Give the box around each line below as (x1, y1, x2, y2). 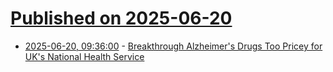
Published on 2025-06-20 (10, 7, 233, 30)
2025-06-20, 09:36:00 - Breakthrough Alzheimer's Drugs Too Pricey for (24, 40, 323, 52)
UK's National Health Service (24, 50, 145, 62)
